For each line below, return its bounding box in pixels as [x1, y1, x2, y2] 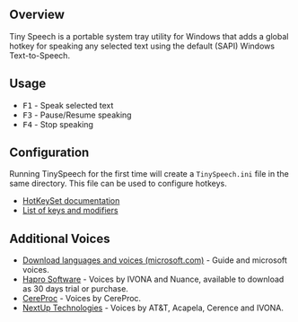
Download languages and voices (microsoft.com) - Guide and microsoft [22, 255, 287, 265]
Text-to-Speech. [9, 49, 70, 61]
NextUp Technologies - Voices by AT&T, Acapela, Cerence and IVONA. [22, 302, 285, 313]
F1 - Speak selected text [22, 100, 114, 110]
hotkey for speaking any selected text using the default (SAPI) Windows [9, 40, 276, 51]
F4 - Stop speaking [22, 118, 94, 129]
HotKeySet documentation [22, 196, 120, 206]
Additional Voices [9, 231, 110, 246]
